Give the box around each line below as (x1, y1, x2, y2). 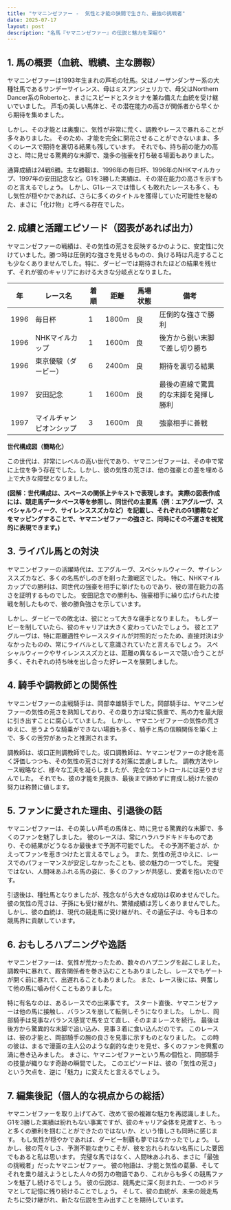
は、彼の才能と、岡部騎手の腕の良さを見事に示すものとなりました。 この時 (7, 1033, 219, 1042)
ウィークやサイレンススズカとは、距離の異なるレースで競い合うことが (25, 649, 224, 657)
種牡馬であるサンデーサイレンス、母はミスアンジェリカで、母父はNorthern (7, 85, 219, 93)
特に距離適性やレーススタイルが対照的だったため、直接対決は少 (43, 632, 224, 640)
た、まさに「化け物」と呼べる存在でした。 (7, 201, 128, 209)
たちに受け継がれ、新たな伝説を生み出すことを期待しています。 (7, 1196, 188, 1204)
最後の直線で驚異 (159, 379, 215, 389)
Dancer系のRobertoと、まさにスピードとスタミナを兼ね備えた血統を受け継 (7, 94, 219, 102)
